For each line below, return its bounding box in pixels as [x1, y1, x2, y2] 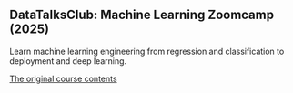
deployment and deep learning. [9, 55, 127, 67]
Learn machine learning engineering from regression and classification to [9, 46, 285, 57]
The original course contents [9, 73, 117, 84]
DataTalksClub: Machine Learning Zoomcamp [9, 7, 275, 23]
